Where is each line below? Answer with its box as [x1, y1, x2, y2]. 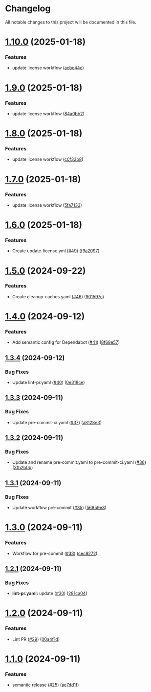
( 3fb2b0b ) [12, 465, 33, 471]
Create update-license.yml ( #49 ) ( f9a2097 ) [12, 248, 100, 254]
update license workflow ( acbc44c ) [12, 65, 84, 71]
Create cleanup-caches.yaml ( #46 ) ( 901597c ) [12, 293, 104, 299]
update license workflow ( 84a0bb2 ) [12, 111, 85, 117]
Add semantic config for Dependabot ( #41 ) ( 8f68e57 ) [12, 339, 120, 345]
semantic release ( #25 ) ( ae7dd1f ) [12, 682, 79, 688]
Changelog [5, 3, 51, 14]
